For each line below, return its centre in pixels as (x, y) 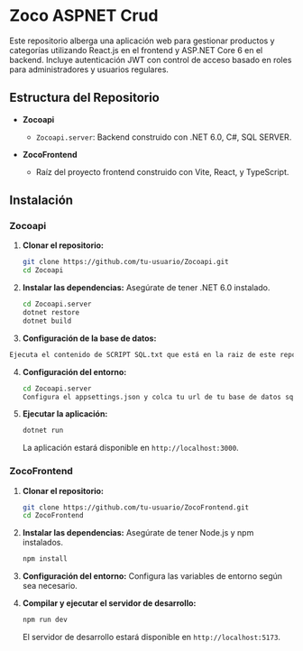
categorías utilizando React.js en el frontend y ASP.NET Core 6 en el (136, 50)
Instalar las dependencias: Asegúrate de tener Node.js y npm (138, 533)
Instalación (41, 201)
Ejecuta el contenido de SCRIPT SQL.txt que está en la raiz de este (143, 354)
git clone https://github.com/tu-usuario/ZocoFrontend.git (136, 507)
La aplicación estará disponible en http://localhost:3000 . (130, 448)
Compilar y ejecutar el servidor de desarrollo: (109, 603)
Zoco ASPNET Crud (84, 16)
